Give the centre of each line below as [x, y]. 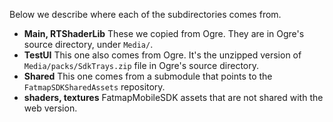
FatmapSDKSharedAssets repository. [94, 87]
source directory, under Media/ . [88, 44]
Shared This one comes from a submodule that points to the [148, 76]
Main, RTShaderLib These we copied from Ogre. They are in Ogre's [164, 33]
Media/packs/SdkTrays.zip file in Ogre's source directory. [141, 65]
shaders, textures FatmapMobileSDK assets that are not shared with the [173, 97]
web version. [50, 108]
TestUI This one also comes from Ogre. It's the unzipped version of [162, 55]
